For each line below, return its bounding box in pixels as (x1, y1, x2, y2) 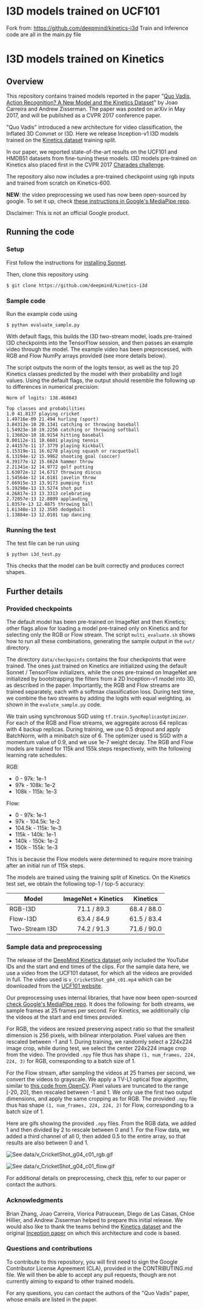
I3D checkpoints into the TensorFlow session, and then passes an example (6, 339, 193, 346)
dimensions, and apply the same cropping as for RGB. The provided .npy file (6, 1095, 197, 1102)
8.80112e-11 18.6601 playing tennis (6, 437, 99, 443)
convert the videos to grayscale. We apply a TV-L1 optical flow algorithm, (6, 1076, 189, 1083)
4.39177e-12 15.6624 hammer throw (6, 459, 94, 465)
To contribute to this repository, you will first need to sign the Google (6, 1258, 178, 1265)
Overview (6, 76, 44, 86)
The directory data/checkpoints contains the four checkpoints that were (6, 655, 186, 663)
